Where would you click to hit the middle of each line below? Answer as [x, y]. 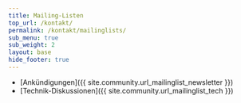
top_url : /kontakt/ [41, 23]
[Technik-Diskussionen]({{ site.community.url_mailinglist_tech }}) [126, 90]
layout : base [30, 52]
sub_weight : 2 [32, 45]
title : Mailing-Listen [46, 15]
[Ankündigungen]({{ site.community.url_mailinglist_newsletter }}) [126, 82]
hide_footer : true [39, 60]
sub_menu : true [34, 38]
